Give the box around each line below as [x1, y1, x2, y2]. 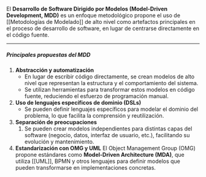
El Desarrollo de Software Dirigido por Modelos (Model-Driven [6, 6, 167, 12]
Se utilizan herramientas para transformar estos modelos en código [24, 86, 195, 93]
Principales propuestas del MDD [6, 51, 91, 58]
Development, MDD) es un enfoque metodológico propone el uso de [6, 12, 181, 19]
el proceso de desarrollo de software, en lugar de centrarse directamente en [6, 24, 200, 32]
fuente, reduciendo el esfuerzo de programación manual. [24, 92, 169, 100]
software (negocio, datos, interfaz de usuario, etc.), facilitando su [24, 131, 190, 138]
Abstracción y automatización [15, 66, 94, 73]
